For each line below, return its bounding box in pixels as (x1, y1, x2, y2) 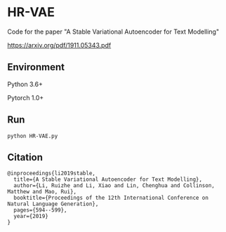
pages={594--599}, (13, 207, 68, 214)
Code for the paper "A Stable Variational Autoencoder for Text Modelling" (7, 27, 220, 36)
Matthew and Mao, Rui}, (7, 189, 77, 196)
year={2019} (13, 213, 49, 220)
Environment (7, 61, 65, 74)
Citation (7, 151, 44, 163)
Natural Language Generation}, (7, 200, 99, 207)
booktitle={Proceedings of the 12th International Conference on (13, 194, 209, 202)
